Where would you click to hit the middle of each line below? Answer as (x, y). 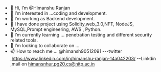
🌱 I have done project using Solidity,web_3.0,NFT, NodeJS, (72, 24)
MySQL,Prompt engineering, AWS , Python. (56, 29)
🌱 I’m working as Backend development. (52, 19)
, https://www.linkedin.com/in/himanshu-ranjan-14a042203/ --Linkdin (83, 59)
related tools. (24, 40)
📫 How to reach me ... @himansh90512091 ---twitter (66, 51)
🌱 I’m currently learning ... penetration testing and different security (81, 35)
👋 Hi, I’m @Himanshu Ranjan (40, 8)
